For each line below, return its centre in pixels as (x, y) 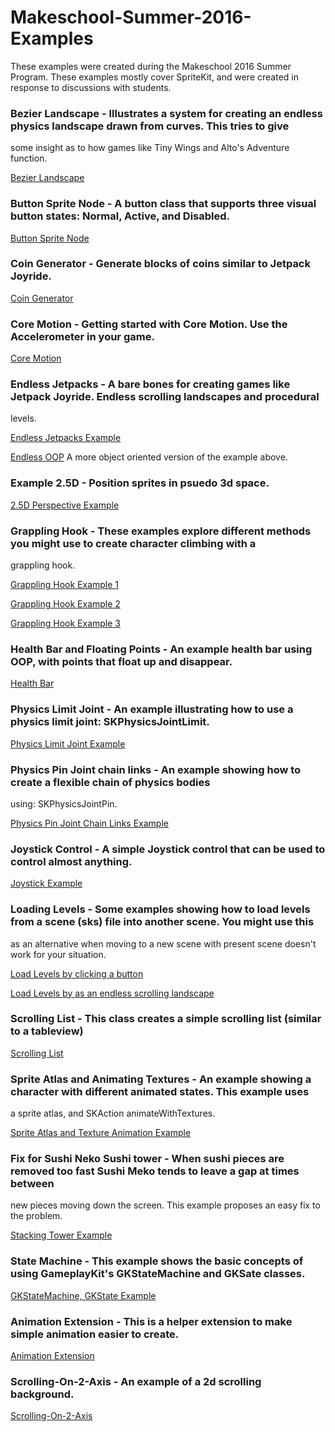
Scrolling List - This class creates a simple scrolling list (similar (166, 1019)
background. (42, 1394)
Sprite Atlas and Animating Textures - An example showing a (161, 1079)
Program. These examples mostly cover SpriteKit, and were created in (154, 77)
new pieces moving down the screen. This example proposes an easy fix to (165, 1205)
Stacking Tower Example (61, 1235)
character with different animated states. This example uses (160, 1091)
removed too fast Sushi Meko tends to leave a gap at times (155, 1171)
